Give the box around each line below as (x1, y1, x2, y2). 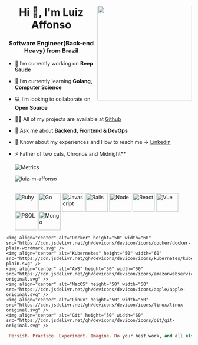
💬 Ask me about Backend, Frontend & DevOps (14, 127, 128, 134)
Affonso (31, 18, 72, 31)
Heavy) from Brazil (24, 47, 79, 55)
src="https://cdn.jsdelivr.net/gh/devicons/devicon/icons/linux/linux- (6, 302, 186, 308)
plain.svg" (6, 261, 33, 267)
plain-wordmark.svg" (6, 245, 57, 251)
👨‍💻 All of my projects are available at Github (14, 116, 122, 123)
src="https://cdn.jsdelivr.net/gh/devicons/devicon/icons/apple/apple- (6, 287, 186, 293)
